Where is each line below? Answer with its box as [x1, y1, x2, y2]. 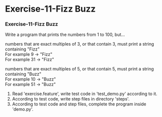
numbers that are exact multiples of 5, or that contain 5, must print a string [5, 66, 154, 72]
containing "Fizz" [5, 46, 40, 52]
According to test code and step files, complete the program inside [12, 101, 147, 107]
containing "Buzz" [5, 71, 41, 77]
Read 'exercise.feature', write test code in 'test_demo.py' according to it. [12, 91, 158, 97]
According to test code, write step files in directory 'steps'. [12, 96, 130, 102]
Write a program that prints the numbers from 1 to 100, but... [5, 32, 125, 37]
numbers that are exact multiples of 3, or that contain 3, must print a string [5, 41, 154, 47]
